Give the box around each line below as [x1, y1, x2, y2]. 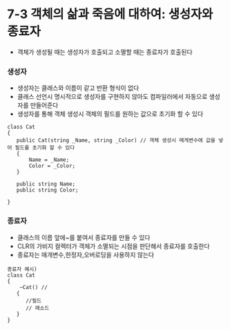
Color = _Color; [28, 163, 76, 169]
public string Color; [16, 187, 79, 194]
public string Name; [16, 181, 76, 187]
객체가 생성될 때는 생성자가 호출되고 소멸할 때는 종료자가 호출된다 [17, 48, 193, 56]
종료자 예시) [7, 266, 38, 273]
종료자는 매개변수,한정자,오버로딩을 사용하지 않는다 [17, 250, 154, 259]
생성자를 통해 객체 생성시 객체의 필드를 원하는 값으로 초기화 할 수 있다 [17, 110, 204, 118]
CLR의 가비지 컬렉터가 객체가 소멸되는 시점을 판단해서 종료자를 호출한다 [17, 241, 210, 250]
